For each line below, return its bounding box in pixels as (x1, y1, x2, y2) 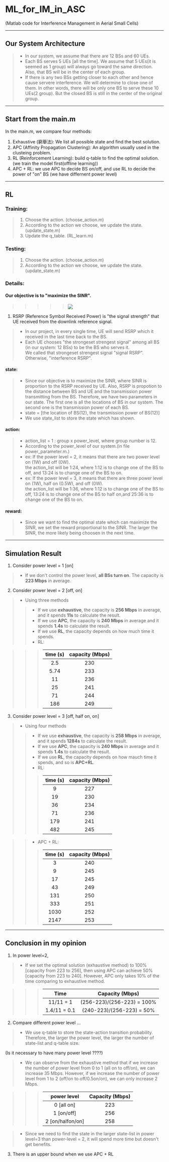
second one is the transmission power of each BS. (25, 404, 129, 410)
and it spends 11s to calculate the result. (37, 612, 121, 618)
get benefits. (25, 1141, 52, 1147)
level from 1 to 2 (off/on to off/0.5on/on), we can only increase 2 (25, 1075, 158, 1082)
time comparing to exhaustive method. (25, 978, 105, 984)
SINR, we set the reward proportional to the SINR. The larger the (25, 525, 158, 531)
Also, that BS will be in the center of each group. (25, 69, 126, 75)
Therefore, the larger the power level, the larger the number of (25, 1035, 154, 1041)
